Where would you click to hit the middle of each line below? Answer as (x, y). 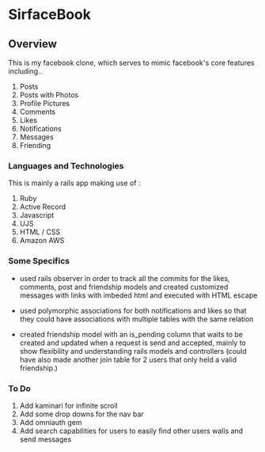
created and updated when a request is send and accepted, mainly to (133, 343)
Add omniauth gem (51, 422)
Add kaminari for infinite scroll (69, 405)
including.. (25, 71)
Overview (33, 44)
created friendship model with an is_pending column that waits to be (131, 334)
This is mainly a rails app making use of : (74, 183)
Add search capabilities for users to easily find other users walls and (131, 431)
